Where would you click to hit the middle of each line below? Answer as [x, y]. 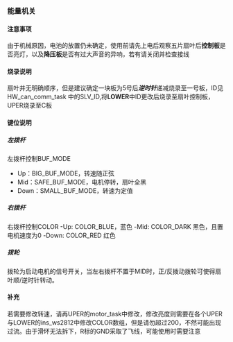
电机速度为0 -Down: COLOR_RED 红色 [61, 235]
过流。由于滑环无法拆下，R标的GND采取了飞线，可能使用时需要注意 [104, 332]
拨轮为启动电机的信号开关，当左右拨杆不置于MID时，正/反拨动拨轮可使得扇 [114, 271]
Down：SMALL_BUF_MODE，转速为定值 [75, 190]
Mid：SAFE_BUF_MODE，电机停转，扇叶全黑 [82, 182]
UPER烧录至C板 [30, 105]
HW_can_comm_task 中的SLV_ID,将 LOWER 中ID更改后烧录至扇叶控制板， [111, 97]
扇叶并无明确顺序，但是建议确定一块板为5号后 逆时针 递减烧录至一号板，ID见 [115, 88]
